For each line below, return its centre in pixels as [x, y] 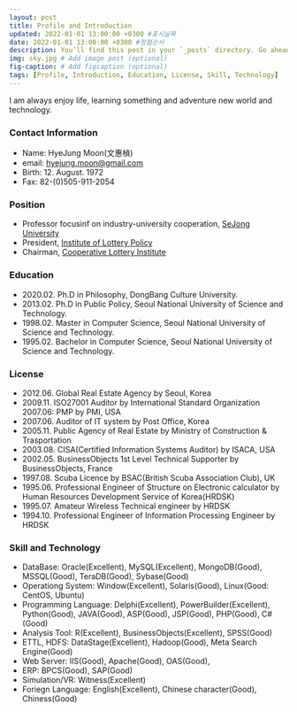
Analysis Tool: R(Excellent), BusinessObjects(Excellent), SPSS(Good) [147, 633]
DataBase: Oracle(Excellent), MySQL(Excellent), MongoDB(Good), [142, 567]
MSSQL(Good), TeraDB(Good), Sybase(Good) [105, 577]
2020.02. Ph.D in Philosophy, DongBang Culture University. [130, 294]
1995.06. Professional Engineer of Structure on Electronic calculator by [151, 487]
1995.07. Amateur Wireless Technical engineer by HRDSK [126, 506]
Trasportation [47, 440]
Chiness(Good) [49, 699]
